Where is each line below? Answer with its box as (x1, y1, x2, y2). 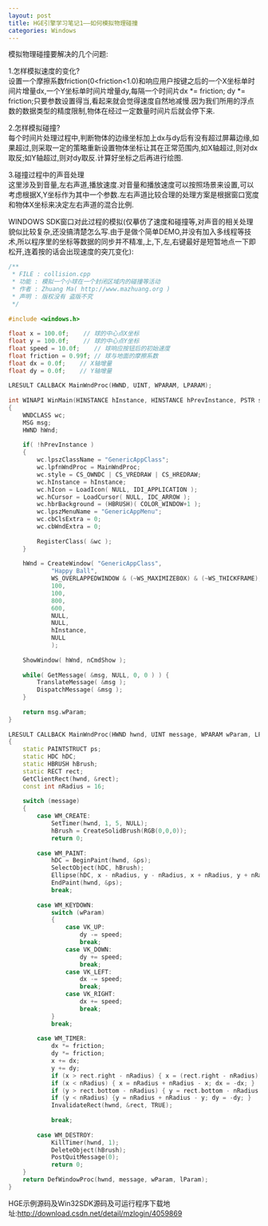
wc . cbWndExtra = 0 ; (37, 523, 102, 531)
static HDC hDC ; (22, 753, 77, 761)
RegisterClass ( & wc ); (37, 537, 112, 545)
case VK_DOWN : (65, 945, 112, 954)
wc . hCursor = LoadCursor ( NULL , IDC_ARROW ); (37, 492, 191, 501)
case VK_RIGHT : (65, 991, 116, 999)
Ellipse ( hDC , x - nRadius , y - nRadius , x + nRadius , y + (50, 872, 248, 880)
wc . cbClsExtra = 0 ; (37, 516, 102, 524)
